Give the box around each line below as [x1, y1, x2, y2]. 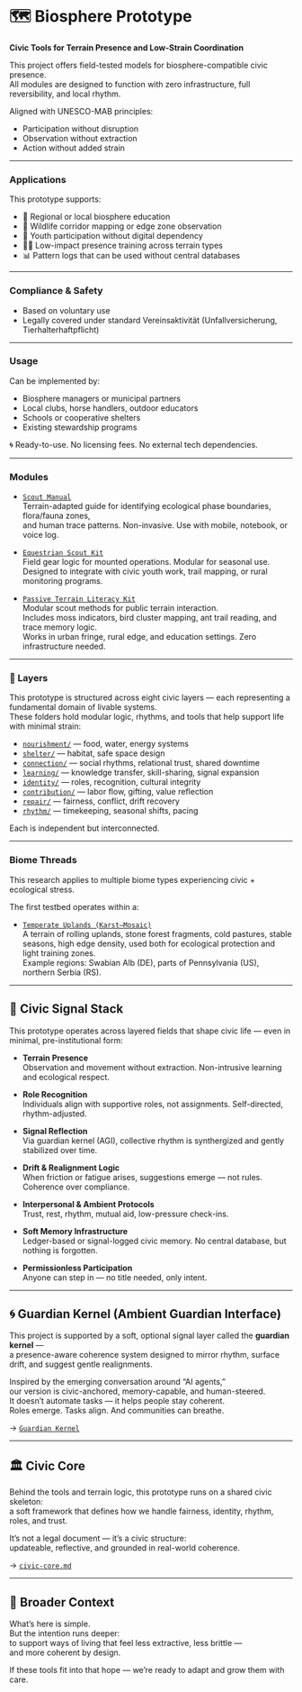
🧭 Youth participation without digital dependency [22, 231, 204, 241]
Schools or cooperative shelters [22, 412, 141, 423]
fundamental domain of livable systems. [9, 702, 157, 713]
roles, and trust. [9, 1515, 68, 1526]
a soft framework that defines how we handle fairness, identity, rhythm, [9, 1506, 274, 1517]
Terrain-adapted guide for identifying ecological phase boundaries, [22, 501, 271, 512]
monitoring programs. [22, 576, 103, 587]
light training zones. [22, 947, 96, 959]
